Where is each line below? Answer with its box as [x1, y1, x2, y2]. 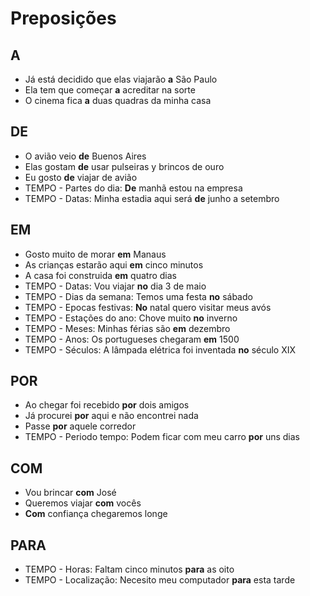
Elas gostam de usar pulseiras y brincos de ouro [24, 160, 225, 172]
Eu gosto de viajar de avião [24, 171, 138, 183]
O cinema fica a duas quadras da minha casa [24, 95, 212, 106]
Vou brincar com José [24, 487, 117, 499]
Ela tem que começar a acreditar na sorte [24, 84, 196, 96]
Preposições [10, 7, 117, 30]
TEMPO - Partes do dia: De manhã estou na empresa [24, 182, 243, 194]
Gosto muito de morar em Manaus [24, 248, 167, 260]
